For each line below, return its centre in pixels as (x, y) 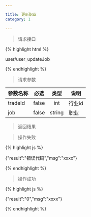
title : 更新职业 (21, 14)
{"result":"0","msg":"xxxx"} (34, 199)
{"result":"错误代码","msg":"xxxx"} (41, 158)
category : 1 (18, 19)
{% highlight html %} (27, 49)
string (57, 112)
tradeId (17, 103)
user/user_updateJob (28, 59)
